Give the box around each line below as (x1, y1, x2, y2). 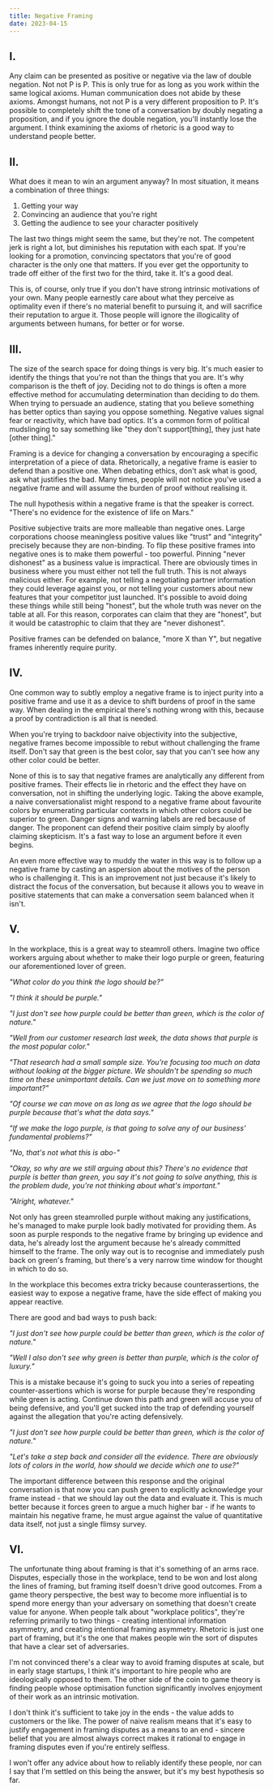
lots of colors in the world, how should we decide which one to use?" (9, 1460, 240, 1470)
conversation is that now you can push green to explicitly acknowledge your (9, 1484, 263, 1495)
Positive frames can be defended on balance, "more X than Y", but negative (9, 634, 262, 643)
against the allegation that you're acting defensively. (9, 1411, 184, 1421)
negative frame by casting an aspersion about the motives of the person (9, 864, 250, 874)
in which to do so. (9, 1264, 69, 1274)
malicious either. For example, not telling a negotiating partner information (9, 574, 256, 585)
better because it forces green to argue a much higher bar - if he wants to (9, 1502, 256, 1512)
